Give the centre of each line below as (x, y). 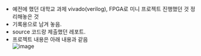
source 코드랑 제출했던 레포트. (49, 32)
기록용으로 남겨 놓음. (37, 24)
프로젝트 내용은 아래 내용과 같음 (50, 39)
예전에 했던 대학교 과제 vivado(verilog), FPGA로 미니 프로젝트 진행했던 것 (100, 9)
